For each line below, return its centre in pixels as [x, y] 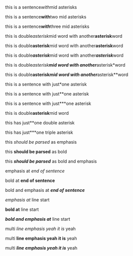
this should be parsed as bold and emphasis [51, 161]
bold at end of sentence [30, 180]
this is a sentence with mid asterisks [41, 7]
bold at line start [22, 209]
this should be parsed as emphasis [41, 142]
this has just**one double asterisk [40, 123]
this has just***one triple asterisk [39, 132]
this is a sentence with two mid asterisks [46, 17]
